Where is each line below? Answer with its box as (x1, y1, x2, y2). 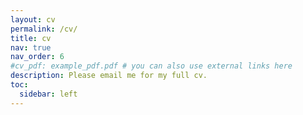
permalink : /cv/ (10, 24, 78, 34)
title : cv (10, 33, 52, 43)
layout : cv (10, 14, 56, 25)
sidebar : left (19, 89, 78, 99)
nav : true (10, 42, 52, 53)
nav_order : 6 (10, 52, 65, 62)
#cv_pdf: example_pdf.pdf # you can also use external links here (10, 61, 293, 71)
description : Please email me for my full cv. (10, 71, 208, 81)
